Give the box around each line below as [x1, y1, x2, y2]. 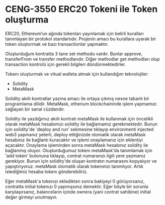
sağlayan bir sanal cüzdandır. [5, 106, 65, 112]
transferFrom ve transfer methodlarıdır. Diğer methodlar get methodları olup [5, 56, 160, 62]
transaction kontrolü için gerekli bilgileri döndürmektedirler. [5, 61, 126, 67]
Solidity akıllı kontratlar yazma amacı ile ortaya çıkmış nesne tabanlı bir [5, 96, 150, 102]
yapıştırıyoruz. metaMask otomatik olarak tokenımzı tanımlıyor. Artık [5, 163, 144, 169]
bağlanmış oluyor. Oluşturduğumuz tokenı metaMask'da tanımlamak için [5, 147, 153, 153]
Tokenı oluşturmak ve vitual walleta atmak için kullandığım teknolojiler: [5, 71, 149, 77]
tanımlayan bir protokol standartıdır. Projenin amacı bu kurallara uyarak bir [5, 36, 157, 42]
